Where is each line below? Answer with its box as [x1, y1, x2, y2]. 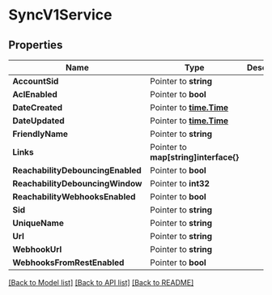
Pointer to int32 [149, 178, 210, 189]
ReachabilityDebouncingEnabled [12, 165, 142, 176]
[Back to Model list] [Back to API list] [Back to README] [8, 278, 194, 287]
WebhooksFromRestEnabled [12, 257, 125, 268]
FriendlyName [12, 128, 69, 139]
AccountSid [12, 75, 59, 87]
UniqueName [12, 217, 65, 229]
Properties [8, 38, 63, 52]
